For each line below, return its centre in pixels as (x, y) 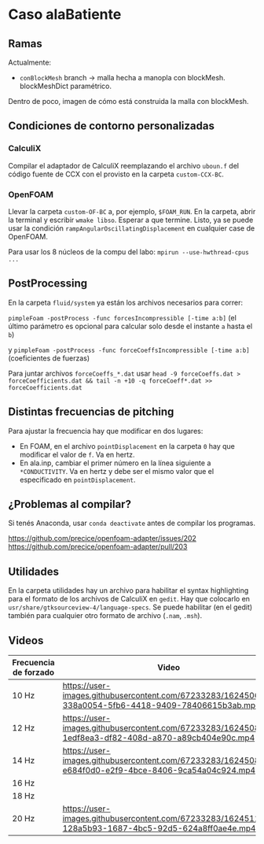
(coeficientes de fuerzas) (49, 358)
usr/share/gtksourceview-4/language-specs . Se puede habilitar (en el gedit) (130, 607)
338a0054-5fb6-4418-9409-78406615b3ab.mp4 (161, 705)
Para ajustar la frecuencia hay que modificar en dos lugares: (106, 431)
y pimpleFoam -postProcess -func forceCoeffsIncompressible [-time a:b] (129, 350)
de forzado (34, 672)
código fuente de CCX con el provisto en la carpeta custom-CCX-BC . (116, 174)
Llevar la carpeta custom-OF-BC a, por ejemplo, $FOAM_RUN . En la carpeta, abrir (132, 211)
